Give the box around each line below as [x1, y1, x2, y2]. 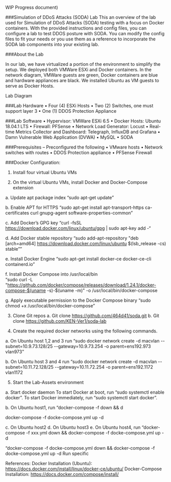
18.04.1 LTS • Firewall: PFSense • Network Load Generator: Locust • [5, 124, 149, 129]
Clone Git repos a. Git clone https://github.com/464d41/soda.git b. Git [12, 312, 159, 319]
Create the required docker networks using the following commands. [12, 328, 158, 334]
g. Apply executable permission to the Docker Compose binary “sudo [5, 297, 151, 303]
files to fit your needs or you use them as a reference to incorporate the [5, 36, 156, 42]
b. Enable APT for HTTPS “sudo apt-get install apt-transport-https [5, 204, 144, 210]
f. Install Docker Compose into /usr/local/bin [5, 271, 98, 277]
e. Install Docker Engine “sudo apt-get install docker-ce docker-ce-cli [5, 256, 152, 262]
